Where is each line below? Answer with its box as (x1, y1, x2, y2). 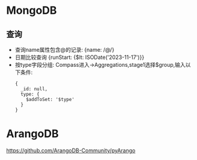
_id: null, (20, 86, 48, 92)
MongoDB (6, 4, 57, 17)
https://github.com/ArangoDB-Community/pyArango (6, 147, 136, 154)
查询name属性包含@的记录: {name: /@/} (14, 46, 115, 53)
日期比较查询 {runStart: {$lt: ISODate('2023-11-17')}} (14, 54, 145, 61)
